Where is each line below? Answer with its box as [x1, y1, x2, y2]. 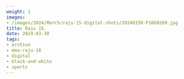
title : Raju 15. [6, 25, 47, 31]
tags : [6, 36, 20, 42]
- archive [6, 42, 31, 48]
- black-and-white [6, 58, 52, 64]
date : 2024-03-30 [6, 31, 50, 37]
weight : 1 [6, 8, 31, 15]
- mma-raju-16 [6, 48, 42, 53]
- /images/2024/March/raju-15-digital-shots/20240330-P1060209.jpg [6, 20, 179, 26]
